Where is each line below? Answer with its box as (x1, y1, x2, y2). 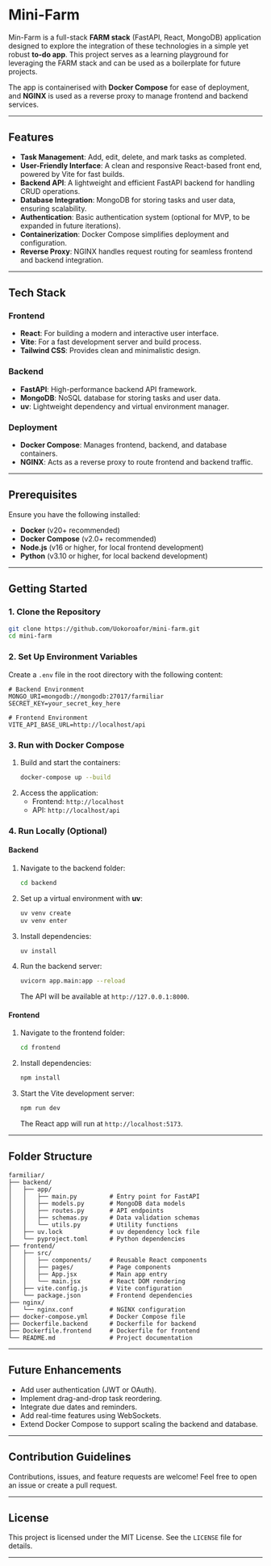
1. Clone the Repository (8, 606, 101, 617)
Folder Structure (8, 1150, 93, 1164)
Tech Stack (8, 286, 66, 300)
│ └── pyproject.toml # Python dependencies (8, 1235, 186, 1243)
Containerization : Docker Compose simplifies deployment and (19, 229, 230, 239)
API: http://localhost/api (31, 805, 121, 815)
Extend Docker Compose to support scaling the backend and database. (19, 1419, 258, 1429)
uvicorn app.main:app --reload (19, 977, 126, 985)
